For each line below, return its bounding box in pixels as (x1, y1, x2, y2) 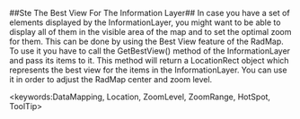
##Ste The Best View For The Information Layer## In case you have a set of (9, 8, 290, 18)
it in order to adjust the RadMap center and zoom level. (9, 74, 213, 84)
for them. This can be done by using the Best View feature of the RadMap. (9, 36, 285, 47)
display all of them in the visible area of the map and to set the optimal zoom (9, 27, 292, 37)
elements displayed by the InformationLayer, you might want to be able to (9, 17, 281, 28)
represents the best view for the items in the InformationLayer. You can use (9, 64, 287, 75)
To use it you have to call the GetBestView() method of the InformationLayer (9, 46, 290, 56)
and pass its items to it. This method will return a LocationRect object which (9, 55, 289, 65)
